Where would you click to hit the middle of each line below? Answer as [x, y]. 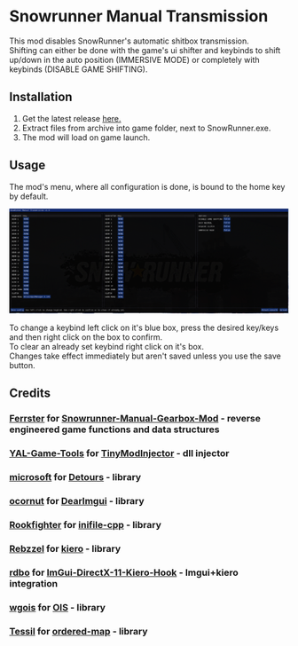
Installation [41, 97]
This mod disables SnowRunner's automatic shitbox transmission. [129, 41]
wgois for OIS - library [58, 607]
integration [34, 583]
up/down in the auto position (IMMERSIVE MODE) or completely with [134, 59]
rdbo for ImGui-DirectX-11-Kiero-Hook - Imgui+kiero [124, 572]
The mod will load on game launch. [86, 137]
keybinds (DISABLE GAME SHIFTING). [78, 69]
